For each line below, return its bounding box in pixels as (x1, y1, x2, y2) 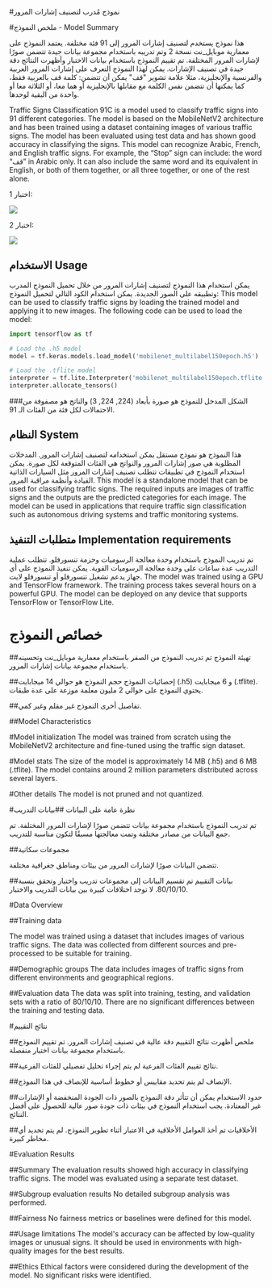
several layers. (9, 773, 57, 783)
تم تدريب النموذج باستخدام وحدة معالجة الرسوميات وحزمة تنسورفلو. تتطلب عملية (9, 554, 253, 564)
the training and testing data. (9, 1005, 105, 1015)
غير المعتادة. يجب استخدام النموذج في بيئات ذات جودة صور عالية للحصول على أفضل (9, 1101, 262, 1110)
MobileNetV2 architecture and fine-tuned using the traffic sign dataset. (9, 740, 245, 750)
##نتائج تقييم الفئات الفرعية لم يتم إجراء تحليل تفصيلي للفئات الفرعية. (9, 1060, 219, 1070)
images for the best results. (33, 1246, 125, 1256)
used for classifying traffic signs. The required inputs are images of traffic (9, 483, 255, 493)
